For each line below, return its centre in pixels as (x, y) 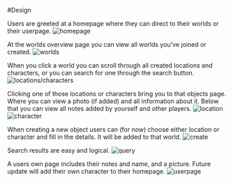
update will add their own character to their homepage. (86, 171)
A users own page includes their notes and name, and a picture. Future (109, 164)
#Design (19, 10)
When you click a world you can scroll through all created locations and (110, 65)
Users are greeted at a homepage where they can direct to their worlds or (113, 23)
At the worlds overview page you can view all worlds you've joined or (107, 44)
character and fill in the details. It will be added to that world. (94, 137)
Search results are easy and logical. (59, 150)
